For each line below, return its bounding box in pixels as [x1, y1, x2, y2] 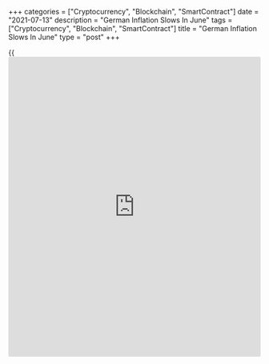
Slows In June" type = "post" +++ [8, 32, 120, 42]
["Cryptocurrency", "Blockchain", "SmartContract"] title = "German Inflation [8, 24, 258, 33]
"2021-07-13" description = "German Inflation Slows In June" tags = [8, 15, 233, 25]
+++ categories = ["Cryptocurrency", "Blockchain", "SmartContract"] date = [8, 7, 259, 16]
